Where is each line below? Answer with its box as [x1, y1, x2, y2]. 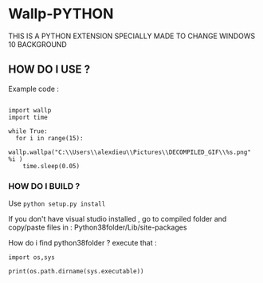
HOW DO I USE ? [8, 63, 90, 77]
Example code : [8, 84, 60, 93]
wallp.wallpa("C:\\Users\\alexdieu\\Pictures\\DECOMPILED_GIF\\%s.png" [8, 148, 251, 156]
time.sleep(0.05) [22, 162, 80, 170]
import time [8, 113, 48, 121]
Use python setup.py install [8, 198, 106, 208]
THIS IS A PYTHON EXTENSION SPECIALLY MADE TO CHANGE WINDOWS [8, 31, 256, 41]
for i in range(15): [15, 134, 84, 142]
